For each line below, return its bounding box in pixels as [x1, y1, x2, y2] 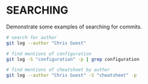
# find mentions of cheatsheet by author [6, 67, 111, 73]
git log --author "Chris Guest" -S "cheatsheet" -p [6, 72, 137, 79]
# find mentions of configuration [6, 51, 92, 57]
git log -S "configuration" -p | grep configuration [6, 56, 140, 62]
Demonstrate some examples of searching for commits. [6, 23, 143, 30]
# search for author [6, 34, 58, 40]
